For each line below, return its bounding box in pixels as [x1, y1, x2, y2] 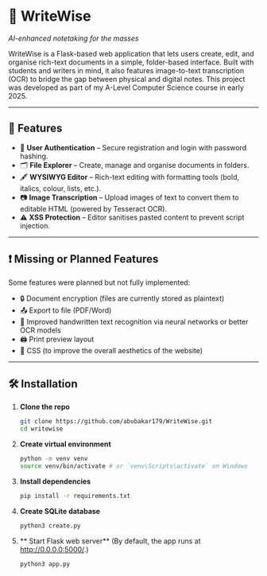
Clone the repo [19, 402, 70, 412]
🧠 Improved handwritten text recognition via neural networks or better [19, 317, 249, 326]
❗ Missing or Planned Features [8, 252, 159, 266]
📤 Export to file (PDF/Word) [19, 306, 112, 315]
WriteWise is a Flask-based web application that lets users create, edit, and [8, 49, 254, 58]
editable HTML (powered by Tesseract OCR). [19, 204, 168, 213]
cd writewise [19, 425, 64, 433]
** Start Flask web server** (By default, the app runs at [19, 536, 201, 546]
